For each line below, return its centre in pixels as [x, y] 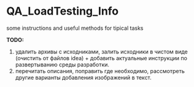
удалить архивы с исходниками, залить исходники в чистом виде [102, 51]
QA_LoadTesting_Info [63, 11]
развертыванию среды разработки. [62, 64]
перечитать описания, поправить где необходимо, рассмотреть [100, 71]
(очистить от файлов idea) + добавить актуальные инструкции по [101, 58]
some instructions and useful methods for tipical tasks [75, 28]
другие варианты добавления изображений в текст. [83, 77]
